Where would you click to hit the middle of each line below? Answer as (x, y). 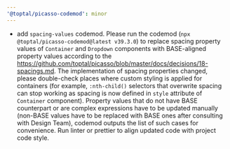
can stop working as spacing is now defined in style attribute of (109, 93)
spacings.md (35, 71)
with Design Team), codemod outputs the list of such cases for (108, 122)
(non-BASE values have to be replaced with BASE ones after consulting (120, 115)
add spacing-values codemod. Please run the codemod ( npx (103, 34)
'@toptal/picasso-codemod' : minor (57, 14)
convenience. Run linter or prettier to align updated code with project (116, 130)
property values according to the (64, 56)
